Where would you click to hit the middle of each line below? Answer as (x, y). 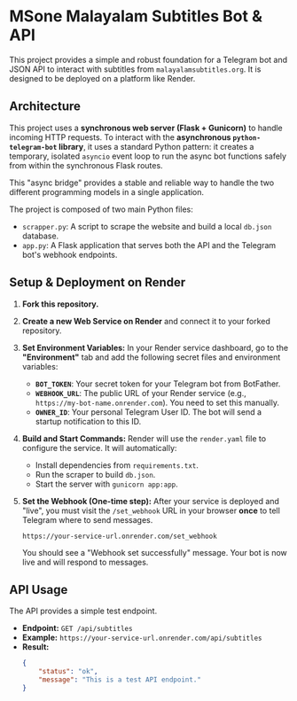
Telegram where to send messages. (87, 519)
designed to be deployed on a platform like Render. (102, 78)
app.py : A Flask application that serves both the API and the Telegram (149, 245)
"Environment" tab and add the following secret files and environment (151, 357)
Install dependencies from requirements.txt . (117, 465)
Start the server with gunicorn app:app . (107, 484)
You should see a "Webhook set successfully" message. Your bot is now (155, 552)
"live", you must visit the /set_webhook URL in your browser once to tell (151, 510)
